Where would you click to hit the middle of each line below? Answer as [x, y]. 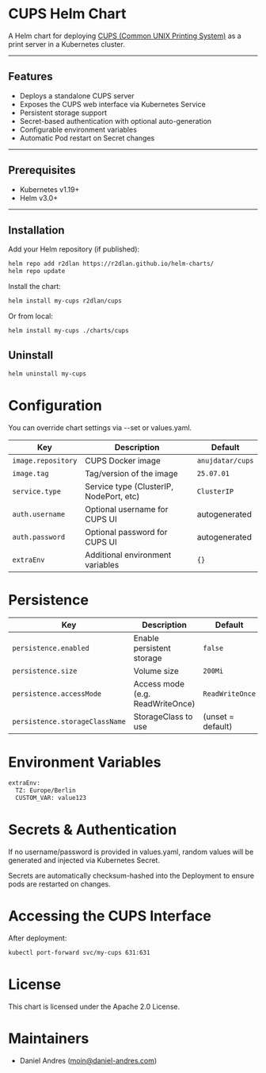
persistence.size [45, 671]
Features [30, 77]
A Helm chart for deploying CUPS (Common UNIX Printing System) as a [125, 36]
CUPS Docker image [122, 460]
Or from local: [30, 316]
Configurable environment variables [78, 129]
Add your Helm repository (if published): [74, 249]
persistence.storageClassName [69, 722]
